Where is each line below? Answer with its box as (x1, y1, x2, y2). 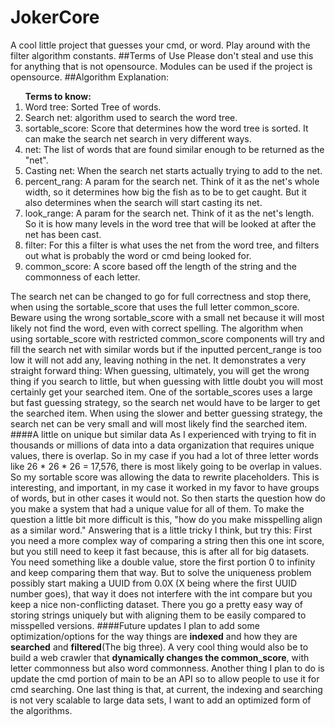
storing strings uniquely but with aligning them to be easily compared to (10, 609, 307, 621)
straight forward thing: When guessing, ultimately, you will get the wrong (10, 364, 310, 376)
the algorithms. (10, 704, 73, 716)
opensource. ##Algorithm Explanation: (10, 71, 169, 83)
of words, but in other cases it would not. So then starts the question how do (10, 492, 326, 504)
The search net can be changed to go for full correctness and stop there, (10, 290, 312, 302)
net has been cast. (24, 228, 102, 240)
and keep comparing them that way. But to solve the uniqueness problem (10, 566, 312, 578)
